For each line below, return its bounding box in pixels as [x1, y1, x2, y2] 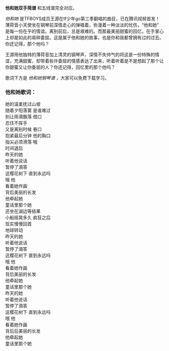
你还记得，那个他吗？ [5, 41, 49, 47]
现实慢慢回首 [5, 221, 32, 227]
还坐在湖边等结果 [5, 208, 41, 214]
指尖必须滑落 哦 [5, 139, 38, 145]
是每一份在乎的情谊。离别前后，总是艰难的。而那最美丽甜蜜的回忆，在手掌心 [5, 28, 164, 34]
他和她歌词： [5, 88, 37, 95]
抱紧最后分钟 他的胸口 [5, 133, 51, 139]
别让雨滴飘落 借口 [5, 113, 42, 120]
